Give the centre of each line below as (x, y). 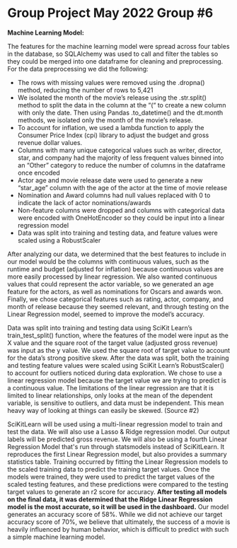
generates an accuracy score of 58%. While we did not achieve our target (115, 514)
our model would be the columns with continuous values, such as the (108, 261)
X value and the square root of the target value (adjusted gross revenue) (112, 343)
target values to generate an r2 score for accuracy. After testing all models (117, 491)
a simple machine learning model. (57, 537)
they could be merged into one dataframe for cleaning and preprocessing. (115, 61)
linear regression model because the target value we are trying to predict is (117, 380)
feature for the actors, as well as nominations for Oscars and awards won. (115, 291)
